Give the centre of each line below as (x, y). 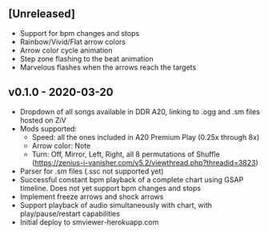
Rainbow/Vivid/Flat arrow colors (73, 42)
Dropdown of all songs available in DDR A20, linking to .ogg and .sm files (140, 111)
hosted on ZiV (43, 120)
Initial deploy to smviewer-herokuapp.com (89, 222)
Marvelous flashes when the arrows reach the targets (108, 67)
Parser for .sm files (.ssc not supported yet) (92, 171)
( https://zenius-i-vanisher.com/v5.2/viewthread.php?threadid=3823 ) (145, 162)
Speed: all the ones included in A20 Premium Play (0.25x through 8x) (146, 137)
